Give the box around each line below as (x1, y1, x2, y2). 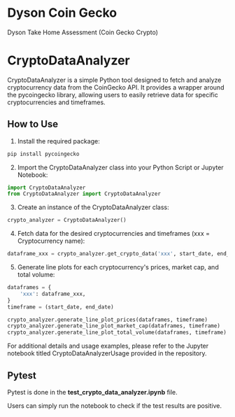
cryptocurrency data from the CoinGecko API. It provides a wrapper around (7, 83, 225, 92)
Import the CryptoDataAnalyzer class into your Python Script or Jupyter (17, 163, 224, 171)
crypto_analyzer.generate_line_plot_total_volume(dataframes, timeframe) (7, 329, 227, 337)
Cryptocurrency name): (17, 236, 85, 246)
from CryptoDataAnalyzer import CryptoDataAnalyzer (7, 190, 161, 197)
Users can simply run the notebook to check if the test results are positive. (7, 402, 222, 410)
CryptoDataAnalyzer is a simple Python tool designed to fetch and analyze (7, 76, 222, 84)
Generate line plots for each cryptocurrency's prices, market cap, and (17, 263, 219, 271)
